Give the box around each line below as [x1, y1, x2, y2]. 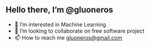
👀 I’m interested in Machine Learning [14, 20, 107, 28]
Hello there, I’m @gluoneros [5, 5, 113, 15]
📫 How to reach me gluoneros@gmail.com [14, 34, 122, 41]
